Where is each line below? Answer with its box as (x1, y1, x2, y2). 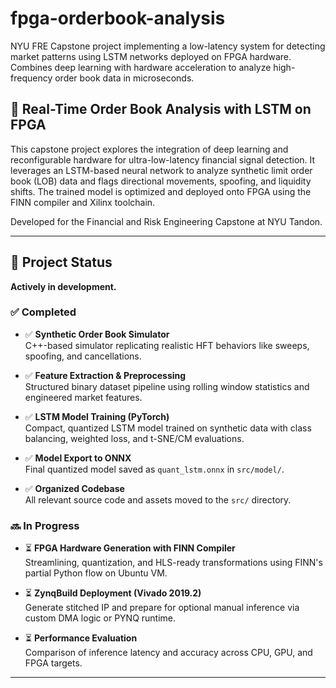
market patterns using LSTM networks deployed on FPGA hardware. (10, 50, 292, 62)
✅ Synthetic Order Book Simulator (24, 328, 170, 340)
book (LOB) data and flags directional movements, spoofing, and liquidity (10, 175, 312, 187)
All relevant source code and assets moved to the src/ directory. (24, 493, 292, 506)
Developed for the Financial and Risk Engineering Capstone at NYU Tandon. (10, 215, 323, 227)
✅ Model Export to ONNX (24, 452, 132, 464)
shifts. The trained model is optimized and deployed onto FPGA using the (10, 185, 312, 197)
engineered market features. (24, 391, 143, 403)
